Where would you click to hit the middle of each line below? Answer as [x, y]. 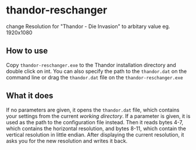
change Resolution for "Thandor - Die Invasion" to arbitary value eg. [88, 26]
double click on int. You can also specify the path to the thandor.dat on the [97, 71]
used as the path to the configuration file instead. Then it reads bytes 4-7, [95, 122]
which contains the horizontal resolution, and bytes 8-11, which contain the [96, 128]
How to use [27, 51]
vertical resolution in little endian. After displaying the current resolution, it [95, 134]
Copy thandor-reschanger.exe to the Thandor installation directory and [91, 65]
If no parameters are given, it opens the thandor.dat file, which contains [93, 110]
